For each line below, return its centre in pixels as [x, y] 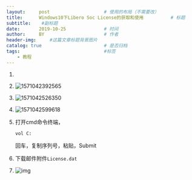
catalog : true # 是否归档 [67, 46]
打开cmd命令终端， [39, 122]
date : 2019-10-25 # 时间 [62, 29]
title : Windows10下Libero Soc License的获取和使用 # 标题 [96, 18]
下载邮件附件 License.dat [46, 158]
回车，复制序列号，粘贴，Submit [56, 145]
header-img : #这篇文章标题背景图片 [52, 40]
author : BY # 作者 [62, 35]
